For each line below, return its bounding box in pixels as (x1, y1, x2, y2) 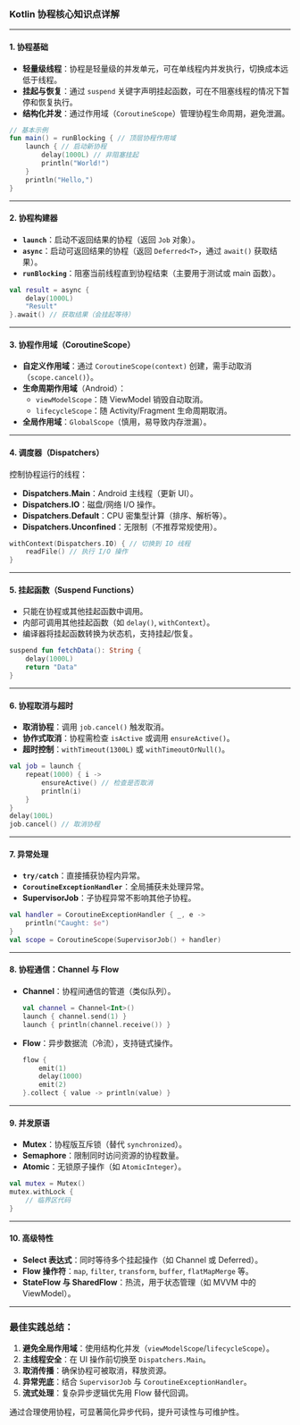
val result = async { (9, 285, 90, 294)
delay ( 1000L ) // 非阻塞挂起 (41, 150, 139, 160)
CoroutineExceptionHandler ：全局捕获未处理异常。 (21, 881, 209, 892)
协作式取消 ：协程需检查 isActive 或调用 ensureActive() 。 (21, 733, 235, 744)
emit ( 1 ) (38, 1064, 67, 1073)
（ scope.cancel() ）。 (21, 372, 99, 383)
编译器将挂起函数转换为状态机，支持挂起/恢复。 (21, 628, 198, 639)
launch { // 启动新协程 (25, 142, 107, 151)
